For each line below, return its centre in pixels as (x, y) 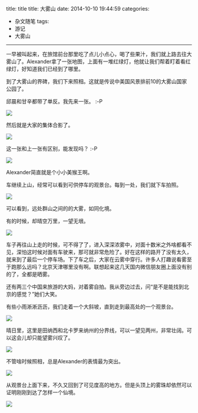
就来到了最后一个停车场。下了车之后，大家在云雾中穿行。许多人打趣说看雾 (96, 259)
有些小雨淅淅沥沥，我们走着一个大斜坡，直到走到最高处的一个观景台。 (91, 307)
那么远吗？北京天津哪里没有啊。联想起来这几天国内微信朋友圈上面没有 (101, 267)
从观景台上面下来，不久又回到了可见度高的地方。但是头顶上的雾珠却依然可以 (99, 385)
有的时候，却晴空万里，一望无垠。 (47, 221)
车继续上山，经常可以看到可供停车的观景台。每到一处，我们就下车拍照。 (94, 185)
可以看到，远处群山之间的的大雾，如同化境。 (60, 208)
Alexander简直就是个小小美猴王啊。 (49, 172)
